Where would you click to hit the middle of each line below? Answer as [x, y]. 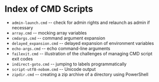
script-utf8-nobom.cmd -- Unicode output [54, 69]
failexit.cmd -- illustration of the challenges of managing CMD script [82, 53]
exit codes [22, 59]
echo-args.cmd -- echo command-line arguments [61, 48]
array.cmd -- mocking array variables [49, 33]
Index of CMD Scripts [49, 9]
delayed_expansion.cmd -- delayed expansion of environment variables [83, 43]
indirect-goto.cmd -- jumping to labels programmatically [69, 64]
